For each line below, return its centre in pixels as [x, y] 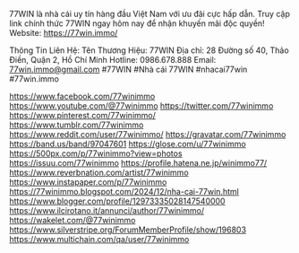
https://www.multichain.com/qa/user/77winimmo [99, 239]
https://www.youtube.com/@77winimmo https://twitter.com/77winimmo [141, 106]
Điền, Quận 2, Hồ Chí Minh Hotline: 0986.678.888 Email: [113, 60]
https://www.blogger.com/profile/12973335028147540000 [117, 201]
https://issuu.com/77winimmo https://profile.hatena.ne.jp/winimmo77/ [138, 163]
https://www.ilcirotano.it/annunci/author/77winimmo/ [107, 210]
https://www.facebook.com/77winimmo [82, 96]
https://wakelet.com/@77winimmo [73, 220]
